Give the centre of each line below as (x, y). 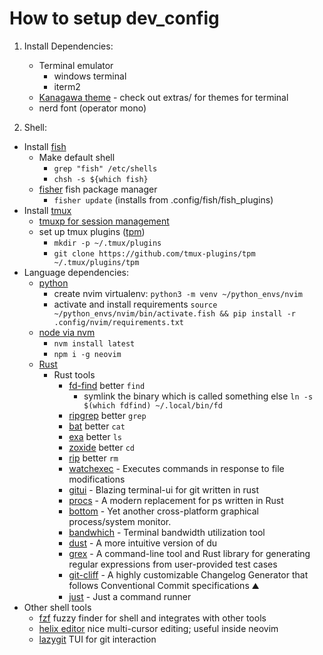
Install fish (45, 146)
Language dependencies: (76, 272)
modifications (97, 479)
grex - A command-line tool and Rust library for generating (189, 553)
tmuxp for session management (104, 221)
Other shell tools (57, 607)
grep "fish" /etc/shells (105, 168)
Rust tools (74, 374)
